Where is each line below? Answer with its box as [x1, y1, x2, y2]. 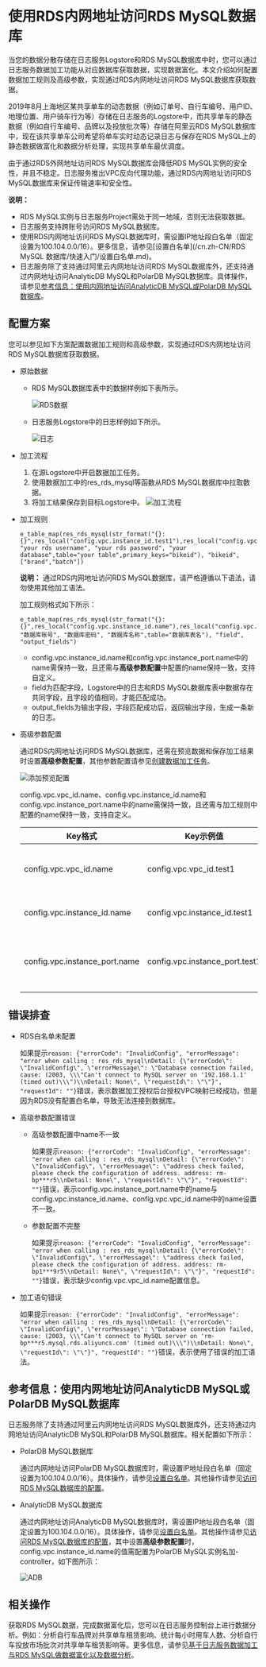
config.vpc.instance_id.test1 [146, 907, 253, 918]
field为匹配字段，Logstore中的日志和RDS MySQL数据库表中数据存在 [31, 683, 253, 692]
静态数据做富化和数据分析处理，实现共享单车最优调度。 [8, 141, 188, 151]
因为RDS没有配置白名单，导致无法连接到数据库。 [19, 1096, 180, 1105]
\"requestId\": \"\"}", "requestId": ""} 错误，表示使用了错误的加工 [19, 1347, 249, 1356]
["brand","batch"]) [19, 558, 85, 566]
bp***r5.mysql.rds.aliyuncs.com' [19, 1339, 131, 1347]
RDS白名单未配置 [19, 1031, 76, 1041]
